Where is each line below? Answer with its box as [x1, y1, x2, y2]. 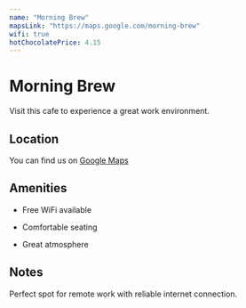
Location [9, 131, 60, 147]
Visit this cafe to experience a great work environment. [9, 106, 210, 117]
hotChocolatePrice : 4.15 [9, 37, 101, 47]
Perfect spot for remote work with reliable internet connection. [9, 288, 238, 299]
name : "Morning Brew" [9, 12, 90, 22]
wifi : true [9, 29, 50, 38]
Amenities [9, 181, 67, 196]
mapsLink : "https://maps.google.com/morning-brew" [9, 21, 201, 30]
